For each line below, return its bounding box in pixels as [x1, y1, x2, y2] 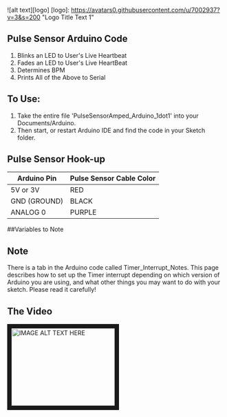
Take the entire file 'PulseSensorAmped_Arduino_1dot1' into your [17, 111, 199, 120]
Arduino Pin [17, 173, 57, 183]
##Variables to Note [7, 225, 64, 233]
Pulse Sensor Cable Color [69, 173, 156, 183]
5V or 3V [10, 185, 40, 195]
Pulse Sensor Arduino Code [7, 33, 128, 45]
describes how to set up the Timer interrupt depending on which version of [7, 271, 220, 279]
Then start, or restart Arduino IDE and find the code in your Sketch [17, 126, 206, 134]
